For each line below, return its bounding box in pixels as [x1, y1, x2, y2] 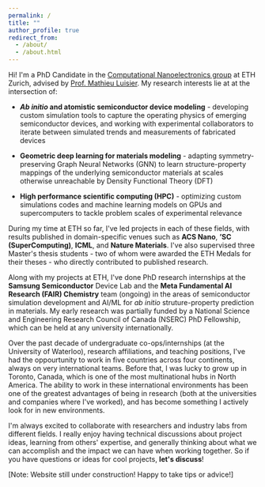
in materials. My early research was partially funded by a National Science [8, 306, 251, 315]
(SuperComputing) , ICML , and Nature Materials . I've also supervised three [8, 240, 256, 250]
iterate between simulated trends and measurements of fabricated [19, 127, 236, 137]
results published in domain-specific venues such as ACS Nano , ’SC [8, 232, 232, 241]
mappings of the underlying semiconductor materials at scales [19, 168, 224, 177]
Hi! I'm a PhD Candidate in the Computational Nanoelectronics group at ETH [8, 70, 256, 79]
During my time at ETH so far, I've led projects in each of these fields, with [8, 224, 251, 233]
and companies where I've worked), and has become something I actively [8, 397, 249, 406]
